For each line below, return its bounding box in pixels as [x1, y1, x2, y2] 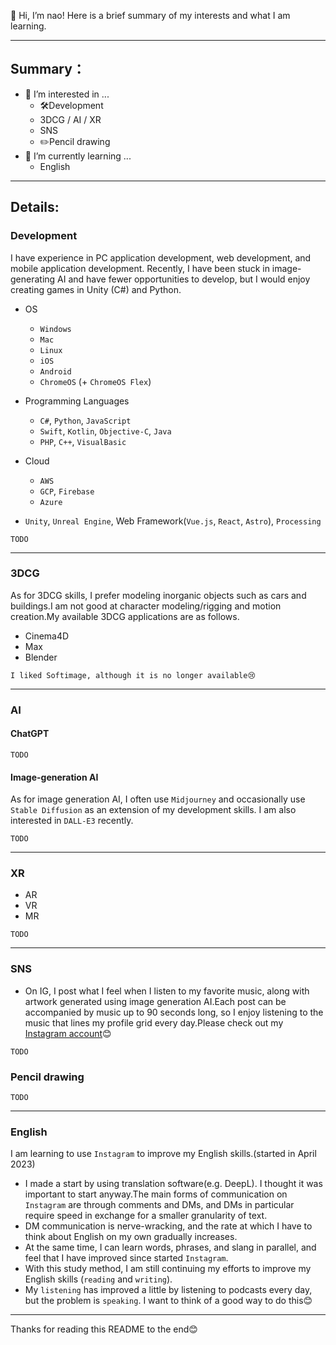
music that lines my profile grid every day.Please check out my [24, 1016, 284, 1029]
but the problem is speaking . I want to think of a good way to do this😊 [24, 1295, 313, 1307]
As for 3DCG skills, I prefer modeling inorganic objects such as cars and [10, 589, 307, 601]
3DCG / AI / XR [39, 113, 102, 125]
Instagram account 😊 [24, 1027, 112, 1039]
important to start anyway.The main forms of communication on [24, 1188, 288, 1200]
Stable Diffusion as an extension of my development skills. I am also [10, 804, 297, 816]
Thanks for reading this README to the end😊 [10, 1323, 198, 1335]
